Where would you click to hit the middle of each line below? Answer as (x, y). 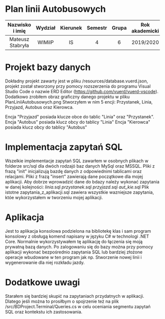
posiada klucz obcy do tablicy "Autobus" (46, 127)
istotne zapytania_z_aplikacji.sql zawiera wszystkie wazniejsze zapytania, (80, 192)
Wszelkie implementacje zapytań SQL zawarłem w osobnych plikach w (77, 161)
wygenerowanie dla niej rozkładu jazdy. (45, 262)
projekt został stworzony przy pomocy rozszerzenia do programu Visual (78, 86)
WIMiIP (46, 42)
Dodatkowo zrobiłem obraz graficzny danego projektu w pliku (68, 97)
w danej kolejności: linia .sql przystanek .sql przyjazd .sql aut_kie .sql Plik (77, 187)
